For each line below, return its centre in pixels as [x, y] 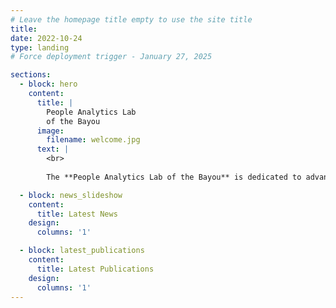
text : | [53, 149]
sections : [31, 75]
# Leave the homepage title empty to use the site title [131, 19]
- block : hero [48, 84]
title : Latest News [77, 214]
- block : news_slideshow [71, 195]
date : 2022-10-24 [46, 38]
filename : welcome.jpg [93, 140]
